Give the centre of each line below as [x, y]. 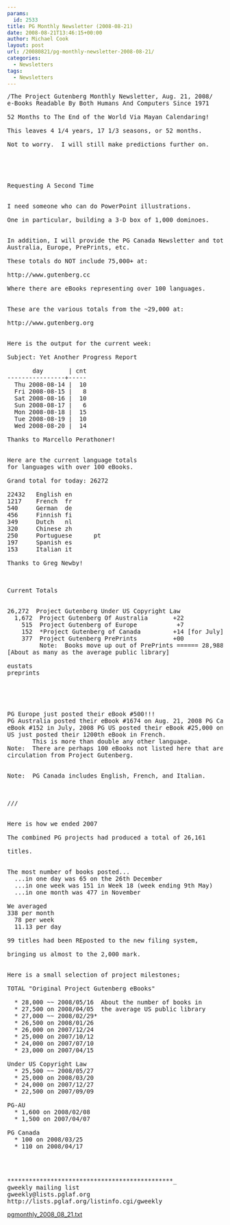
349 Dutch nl [40, 522]
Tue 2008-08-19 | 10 [50, 419]
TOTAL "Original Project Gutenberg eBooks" [81, 989]
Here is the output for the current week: [79, 343]
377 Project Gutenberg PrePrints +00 [103, 639]
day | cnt [60, 371]
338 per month [31, 913]
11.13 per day [38, 927]
